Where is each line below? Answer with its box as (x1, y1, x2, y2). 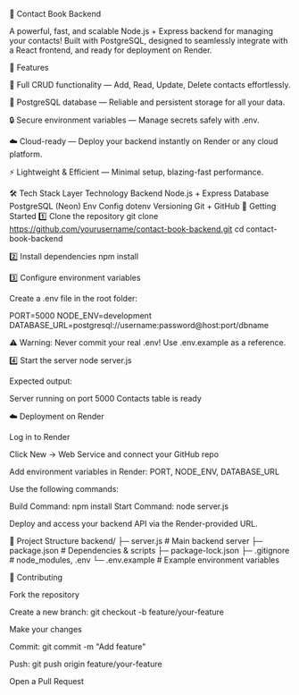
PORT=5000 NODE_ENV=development (9, 310, 152, 321)
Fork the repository (9, 589, 80, 599)
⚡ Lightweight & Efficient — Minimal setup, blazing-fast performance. (9, 166, 264, 177)
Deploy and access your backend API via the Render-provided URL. (9, 519, 258, 529)
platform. (9, 148, 43, 159)
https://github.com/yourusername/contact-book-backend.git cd (9, 224, 245, 234)
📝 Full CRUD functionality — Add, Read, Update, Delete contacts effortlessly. (9, 80, 291, 89)
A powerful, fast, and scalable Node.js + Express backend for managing (9, 26, 274, 36)
